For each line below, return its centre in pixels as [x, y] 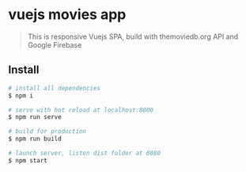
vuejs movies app [67, 15]
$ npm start [28, 160]
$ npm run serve [35, 117]
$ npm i [21, 96]
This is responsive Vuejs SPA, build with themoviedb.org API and [133, 36]
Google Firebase [55, 44]
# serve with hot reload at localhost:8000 [81, 110]
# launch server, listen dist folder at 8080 [84, 153]
